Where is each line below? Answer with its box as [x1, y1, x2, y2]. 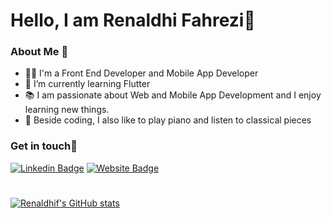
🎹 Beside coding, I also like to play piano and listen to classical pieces [24, 114, 312, 126]
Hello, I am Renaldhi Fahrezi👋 [10, 9, 256, 32]
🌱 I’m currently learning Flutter [24, 78, 151, 90]
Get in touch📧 [10, 139, 78, 153]
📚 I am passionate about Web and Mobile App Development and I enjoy [24, 89, 322, 101]
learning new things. [24, 104, 110, 116]
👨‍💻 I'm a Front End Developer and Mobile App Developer [24, 67, 259, 79]
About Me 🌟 [10, 45, 69, 59]
